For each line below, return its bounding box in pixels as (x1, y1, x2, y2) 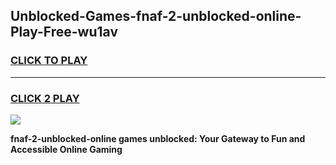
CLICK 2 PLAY (10, 91, 80, 105)
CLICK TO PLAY (10, 54, 88, 68)
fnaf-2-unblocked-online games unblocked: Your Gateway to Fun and (10, 132, 306, 144)
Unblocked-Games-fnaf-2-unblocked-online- (10, 8, 302, 25)
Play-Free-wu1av (10, 24, 118, 41)
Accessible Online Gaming (10, 143, 123, 155)
